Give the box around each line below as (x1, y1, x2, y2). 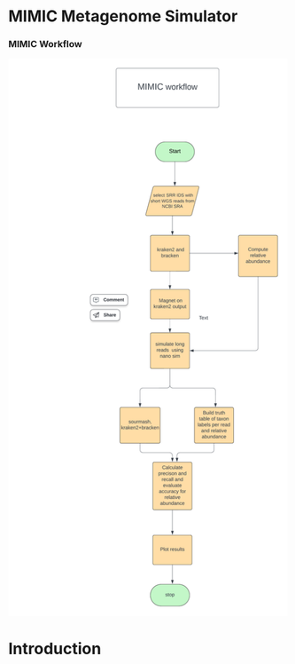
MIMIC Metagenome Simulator (8, 6, 238, 27)
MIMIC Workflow (8, 38, 82, 51)
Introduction (8, 638, 102, 659)
